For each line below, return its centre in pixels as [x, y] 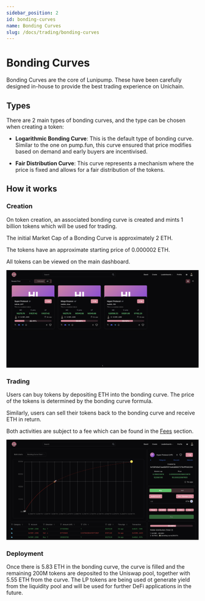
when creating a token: [35, 127]
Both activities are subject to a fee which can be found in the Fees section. [100, 431]
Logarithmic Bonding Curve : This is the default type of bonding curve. [104, 138]
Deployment [25, 553]
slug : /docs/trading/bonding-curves [53, 32]
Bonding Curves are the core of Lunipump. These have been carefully [94, 80]
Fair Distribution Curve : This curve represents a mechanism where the [104, 163]
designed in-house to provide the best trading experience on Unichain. [95, 87]
